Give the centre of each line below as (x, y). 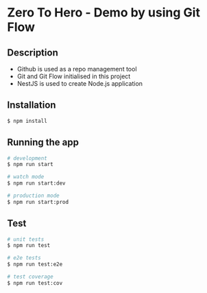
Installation (32, 105)
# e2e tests (24, 258)
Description (33, 52)
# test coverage (30, 277)
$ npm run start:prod (38, 202)
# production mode (33, 196)
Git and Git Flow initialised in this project (74, 76)
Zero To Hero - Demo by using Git (104, 13)
